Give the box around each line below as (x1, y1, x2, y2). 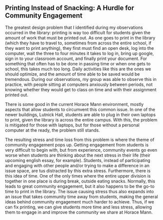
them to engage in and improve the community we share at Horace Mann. (5, 209, 153, 215)
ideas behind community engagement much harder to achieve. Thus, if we (5, 199, 154, 204)
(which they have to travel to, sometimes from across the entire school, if (5, 40, 152, 46)
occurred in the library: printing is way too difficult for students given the (5, 29, 151, 36)
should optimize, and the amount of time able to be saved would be (5, 71, 140, 77)
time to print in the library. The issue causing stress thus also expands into (5, 188, 154, 194)
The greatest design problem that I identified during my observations (5, 24, 143, 30)
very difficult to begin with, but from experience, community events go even (5, 147, 157, 153)
